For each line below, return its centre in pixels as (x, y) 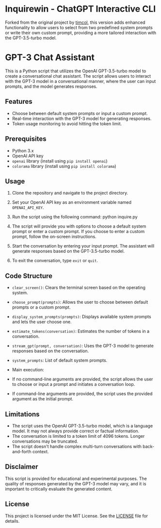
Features (19, 102)
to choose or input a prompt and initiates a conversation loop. (73, 384)
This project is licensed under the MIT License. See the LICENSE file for (77, 516)
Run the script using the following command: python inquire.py (75, 217)
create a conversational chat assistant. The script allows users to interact (78, 76)
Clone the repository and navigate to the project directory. (70, 193)
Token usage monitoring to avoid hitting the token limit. (67, 124)
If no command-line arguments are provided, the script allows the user (82, 379)
